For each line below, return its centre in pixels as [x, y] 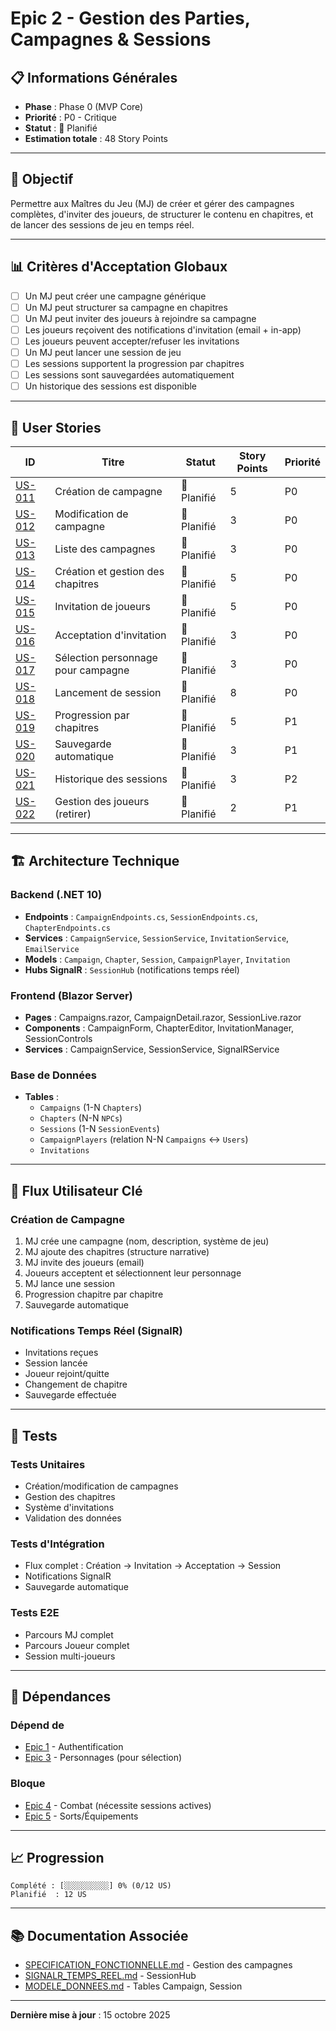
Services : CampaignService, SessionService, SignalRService [152, 1049]
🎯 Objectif [42, 179]
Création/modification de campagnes [101, 1486]
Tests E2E [35, 1613]
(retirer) [73, 814]
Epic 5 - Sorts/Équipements [81, 1816]
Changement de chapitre [76, 1384]
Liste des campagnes [105, 549]
